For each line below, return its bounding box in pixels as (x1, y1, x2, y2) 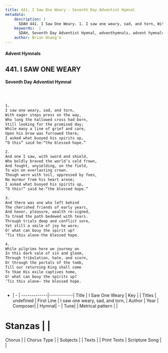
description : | (14, 16, 46, 21)
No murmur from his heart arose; (5, 177, 75, 182)
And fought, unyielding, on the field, (5, 163, 88, 168)
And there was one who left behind (5, 200, 79, 205)
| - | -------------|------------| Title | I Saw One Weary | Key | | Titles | (12, 292, 156, 298)
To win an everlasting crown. (5, 168, 68, 173)
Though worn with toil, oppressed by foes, (5, 173, 97, 178)
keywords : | (14, 26, 41, 31)
